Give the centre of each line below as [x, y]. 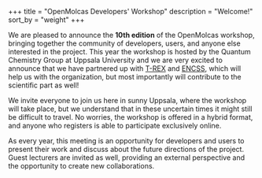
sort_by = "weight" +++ [46, 20]
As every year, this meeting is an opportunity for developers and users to [126, 141]
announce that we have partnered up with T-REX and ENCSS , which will [125, 69]
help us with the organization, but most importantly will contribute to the [125, 77]
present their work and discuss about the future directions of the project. [126, 149]
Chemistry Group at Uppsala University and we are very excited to [115, 60]
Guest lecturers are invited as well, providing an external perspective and [127, 158]
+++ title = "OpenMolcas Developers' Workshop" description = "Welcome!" [131, 11]
